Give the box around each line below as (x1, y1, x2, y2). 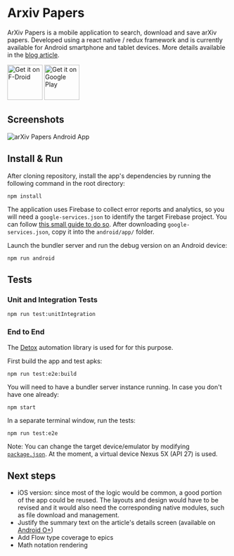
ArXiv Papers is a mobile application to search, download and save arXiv (7, 28, 217, 37)
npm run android (7, 255, 55, 262)
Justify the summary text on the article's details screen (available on (17, 519, 216, 527)
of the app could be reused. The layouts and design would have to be (17, 496, 219, 505)
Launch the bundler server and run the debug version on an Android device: (7, 241, 228, 249)
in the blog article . (7, 51, 60, 59)
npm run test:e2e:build (7, 370, 77, 377)
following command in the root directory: (7, 179, 125, 187)
